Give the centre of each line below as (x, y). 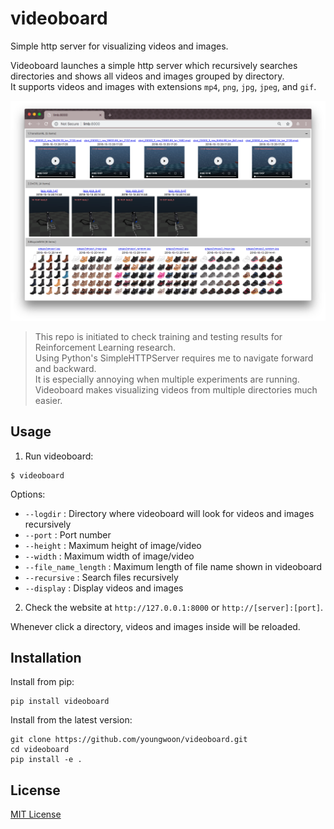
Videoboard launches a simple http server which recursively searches (154, 65)
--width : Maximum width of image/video (109, 556)
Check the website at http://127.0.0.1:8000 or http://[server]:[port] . (174, 607)
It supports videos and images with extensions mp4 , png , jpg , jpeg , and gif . (163, 86)
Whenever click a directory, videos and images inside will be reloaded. (155, 626)
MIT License (36, 814)
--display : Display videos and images (104, 588)
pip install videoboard (60, 702)
